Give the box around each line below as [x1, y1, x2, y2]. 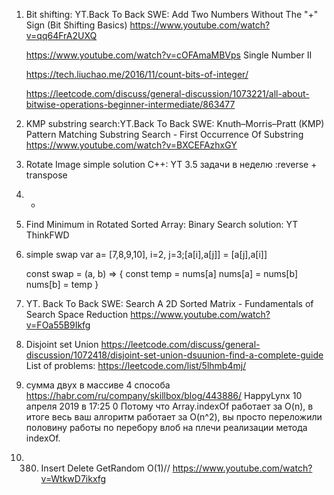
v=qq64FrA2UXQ [25, 30, 98, 41]
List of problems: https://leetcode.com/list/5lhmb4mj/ [25, 360, 247, 371]
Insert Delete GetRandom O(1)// [40, 462, 171, 474]
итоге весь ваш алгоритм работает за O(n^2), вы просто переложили [25, 411, 323, 423]
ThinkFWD [25, 229, 70, 241]
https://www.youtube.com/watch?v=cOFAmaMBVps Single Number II [25, 49, 313, 61]
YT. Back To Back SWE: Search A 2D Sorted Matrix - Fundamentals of [25, 298, 314, 309]
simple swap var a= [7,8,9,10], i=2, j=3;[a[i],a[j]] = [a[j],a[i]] [25, 249, 268, 260]
